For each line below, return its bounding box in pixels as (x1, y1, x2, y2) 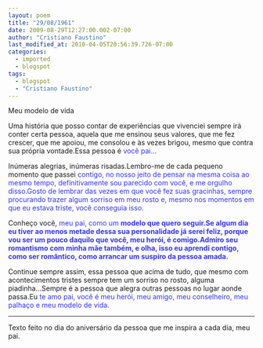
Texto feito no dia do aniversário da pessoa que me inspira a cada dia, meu (8, 323, 250, 332)
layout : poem (8, 11, 51, 20)
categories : (8, 48, 47, 56)
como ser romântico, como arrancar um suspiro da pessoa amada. (8, 252, 229, 262)
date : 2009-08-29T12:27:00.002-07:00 (8, 26, 131, 34)
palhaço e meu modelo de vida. (8, 300, 110, 310)
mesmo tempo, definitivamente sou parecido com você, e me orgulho (8, 178, 232, 188)
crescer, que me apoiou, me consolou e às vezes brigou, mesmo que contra (8, 138, 254, 148)
